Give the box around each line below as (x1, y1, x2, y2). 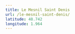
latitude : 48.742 (5, 16, 43, 21)
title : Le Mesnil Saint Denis (5, 7, 70, 12)
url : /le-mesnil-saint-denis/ (5, 12, 70, 17)
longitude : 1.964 (5, 21, 43, 26)
